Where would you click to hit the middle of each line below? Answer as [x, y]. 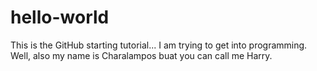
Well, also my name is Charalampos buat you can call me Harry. [141, 55]
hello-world [60, 17]
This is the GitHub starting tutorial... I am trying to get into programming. [159, 45]
